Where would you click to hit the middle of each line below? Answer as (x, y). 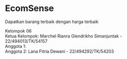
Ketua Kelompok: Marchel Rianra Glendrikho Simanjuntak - (63, 36)
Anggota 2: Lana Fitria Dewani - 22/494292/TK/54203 (59, 51)
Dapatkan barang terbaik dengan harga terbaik (52, 22)
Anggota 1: (16, 46)
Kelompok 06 (18, 31)
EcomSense (30, 8)
